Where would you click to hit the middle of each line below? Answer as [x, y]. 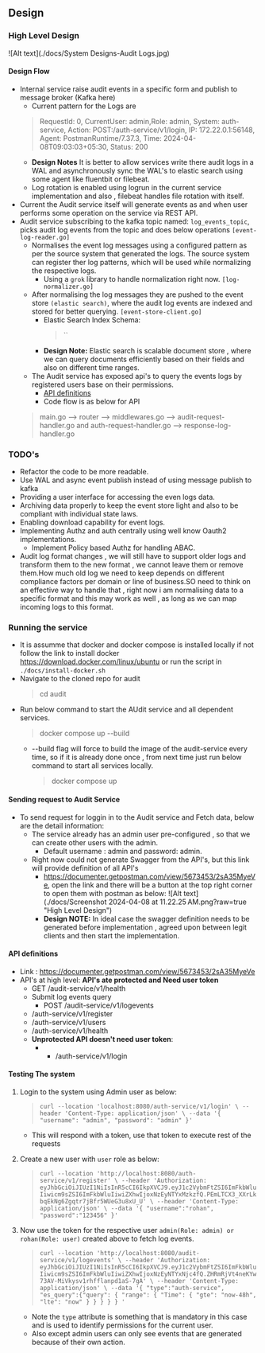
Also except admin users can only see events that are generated [136, 1334]
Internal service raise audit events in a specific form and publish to [129, 89]
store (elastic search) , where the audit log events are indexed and [142, 302]
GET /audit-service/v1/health [79, 988]
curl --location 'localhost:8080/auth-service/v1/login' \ [139, 1107]
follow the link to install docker [69, 653]
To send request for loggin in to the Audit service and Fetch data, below [137, 817]
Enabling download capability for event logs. [92, 522]
